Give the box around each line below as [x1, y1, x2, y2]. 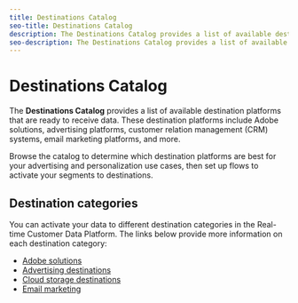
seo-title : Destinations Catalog [9, 21, 133, 30]
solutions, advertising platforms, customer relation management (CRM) [9, 124, 269, 135]
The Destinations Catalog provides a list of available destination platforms [9, 106, 282, 116]
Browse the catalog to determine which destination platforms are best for [9, 151, 277, 162]
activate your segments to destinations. [9, 170, 153, 180]
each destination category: [9, 238, 108, 249]
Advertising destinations [21, 265, 112, 275]
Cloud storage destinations [21, 275, 122, 284]
